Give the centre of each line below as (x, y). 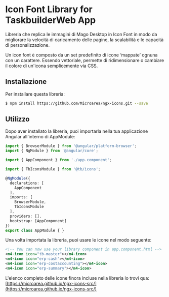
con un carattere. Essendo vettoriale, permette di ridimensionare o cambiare (85, 60)
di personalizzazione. (27, 45)
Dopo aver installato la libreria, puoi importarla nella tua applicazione (77, 131)
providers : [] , (26, 216)
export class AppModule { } (35, 230)
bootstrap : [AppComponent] (38, 221)
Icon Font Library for (49, 9)
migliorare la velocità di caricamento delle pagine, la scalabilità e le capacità (85, 40)
